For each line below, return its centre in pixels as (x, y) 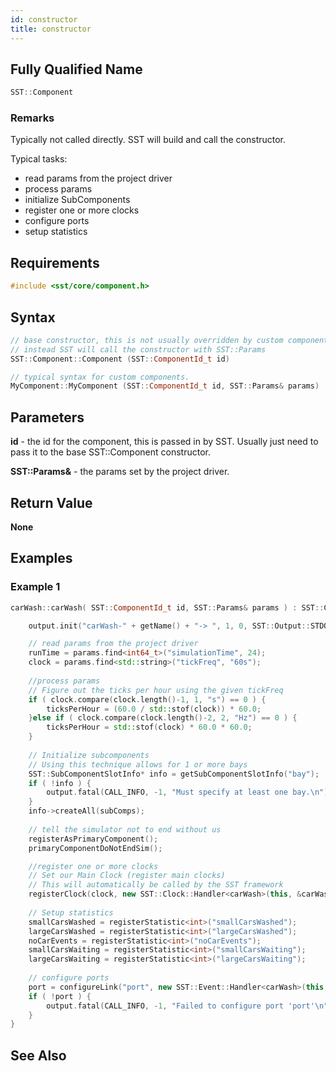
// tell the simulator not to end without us (125, 829)
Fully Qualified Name (76, 69)
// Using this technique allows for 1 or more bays (138, 764)
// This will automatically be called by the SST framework (156, 885)
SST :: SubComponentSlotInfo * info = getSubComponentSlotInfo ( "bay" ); (174, 774)
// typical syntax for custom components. (100, 377)
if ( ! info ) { (60, 783)
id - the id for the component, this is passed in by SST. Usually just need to (164, 442)
